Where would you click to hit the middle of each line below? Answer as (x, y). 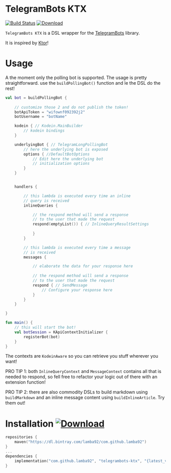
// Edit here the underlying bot (68, 159)
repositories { (21, 437)
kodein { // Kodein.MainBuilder (49, 126)
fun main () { (19, 323)
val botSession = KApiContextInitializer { (61, 332)
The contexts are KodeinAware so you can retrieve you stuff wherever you (82, 356)
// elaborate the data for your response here (83, 266)
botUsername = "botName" (41, 117)
